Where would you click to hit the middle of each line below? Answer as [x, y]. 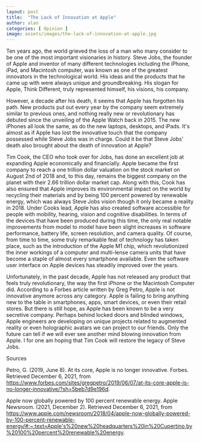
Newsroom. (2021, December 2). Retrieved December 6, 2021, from [89, 407]
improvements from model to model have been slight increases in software [98, 227]
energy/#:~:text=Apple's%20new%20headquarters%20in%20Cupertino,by [99, 426]
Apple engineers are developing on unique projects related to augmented [96, 322]
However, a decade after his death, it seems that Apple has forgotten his [95, 101]
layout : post [22, 12]
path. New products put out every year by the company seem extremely [95, 107]
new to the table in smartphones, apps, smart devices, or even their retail [96, 302]
